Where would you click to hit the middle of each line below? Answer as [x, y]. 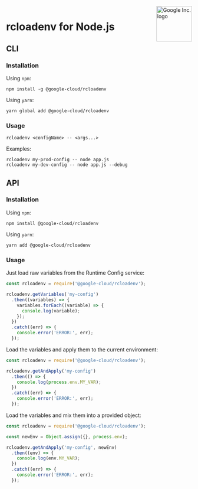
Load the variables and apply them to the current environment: [82, 349]
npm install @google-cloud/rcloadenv [52, 223]
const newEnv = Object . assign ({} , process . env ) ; [67, 436]
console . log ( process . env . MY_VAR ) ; [59, 382]
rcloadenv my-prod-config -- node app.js [58, 160]
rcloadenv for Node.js [60, 27]
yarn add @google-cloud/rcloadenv [49, 245]
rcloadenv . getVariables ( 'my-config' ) [52, 295]
